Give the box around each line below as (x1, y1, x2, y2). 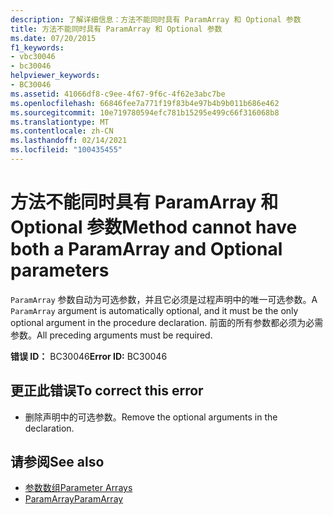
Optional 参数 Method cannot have (10, 216, 298, 239)
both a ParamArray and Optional (10, 238, 283, 261)
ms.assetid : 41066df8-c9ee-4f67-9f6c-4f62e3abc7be (10, 89, 226, 99)
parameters (10, 259, 110, 282)
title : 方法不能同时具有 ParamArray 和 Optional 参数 (10, 24, 223, 34)
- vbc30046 (10, 52, 56, 62)
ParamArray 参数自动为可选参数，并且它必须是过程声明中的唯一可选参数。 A (10, 293, 318, 305)
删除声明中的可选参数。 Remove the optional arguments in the (24, 411, 278, 423)
